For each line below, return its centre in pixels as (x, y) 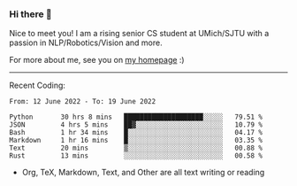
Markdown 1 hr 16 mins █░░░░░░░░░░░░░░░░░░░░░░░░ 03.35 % (136, 141)
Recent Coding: (38, 85)
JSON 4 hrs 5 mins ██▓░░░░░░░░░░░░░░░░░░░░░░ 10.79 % (136, 125)
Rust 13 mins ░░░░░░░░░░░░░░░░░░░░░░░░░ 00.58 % (136, 156)
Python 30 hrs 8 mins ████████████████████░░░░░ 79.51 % (136, 117)
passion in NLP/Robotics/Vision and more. (86, 43)
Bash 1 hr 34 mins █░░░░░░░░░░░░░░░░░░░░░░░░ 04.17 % (136, 133)
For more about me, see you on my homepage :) (97, 60)
